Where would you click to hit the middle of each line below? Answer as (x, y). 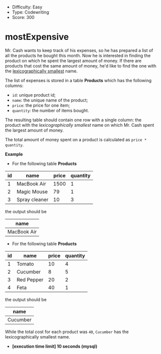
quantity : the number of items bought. (50, 110)
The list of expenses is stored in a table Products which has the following (78, 80)
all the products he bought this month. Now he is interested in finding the (78, 55)
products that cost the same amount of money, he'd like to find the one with (81, 66)
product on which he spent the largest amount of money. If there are (73, 61)
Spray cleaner (32, 200)
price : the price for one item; (41, 105)
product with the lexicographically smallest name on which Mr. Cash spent (80, 125)
